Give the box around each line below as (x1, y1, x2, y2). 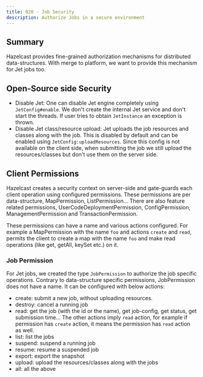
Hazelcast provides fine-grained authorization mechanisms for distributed (6, 53, 191, 61)
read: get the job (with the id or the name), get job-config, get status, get (15, 307, 197, 315)
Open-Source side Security (6, 83, 112, 94)
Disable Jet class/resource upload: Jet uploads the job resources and (15, 125, 189, 133)
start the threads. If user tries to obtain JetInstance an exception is (15, 113, 182, 120)
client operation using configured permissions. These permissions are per (6, 191, 191, 198)
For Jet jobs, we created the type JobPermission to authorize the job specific (6, 270, 197, 277)
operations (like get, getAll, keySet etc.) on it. (6, 241, 119, 248)
